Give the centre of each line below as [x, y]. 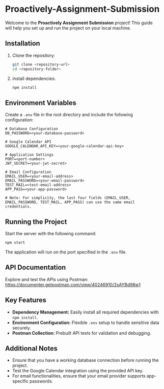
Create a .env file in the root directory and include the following [69, 115]
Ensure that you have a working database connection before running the [85, 360]
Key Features [26, 300]
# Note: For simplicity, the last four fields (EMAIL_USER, [68, 198]
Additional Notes [31, 348]
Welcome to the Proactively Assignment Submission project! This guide [79, 23]
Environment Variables [41, 103]
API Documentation [36, 267]
